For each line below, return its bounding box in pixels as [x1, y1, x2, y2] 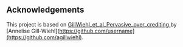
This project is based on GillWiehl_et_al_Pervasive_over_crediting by [6, 20, 178, 28]
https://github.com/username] [59, 27, 135, 34]
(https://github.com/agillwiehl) [6, 33, 82, 41]
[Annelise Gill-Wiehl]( [6, 27, 60, 34]
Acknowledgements [6, 5, 85, 15]
